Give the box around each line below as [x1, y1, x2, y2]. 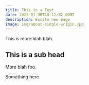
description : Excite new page [5, 17, 70, 22]
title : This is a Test [5, 7, 54, 13]
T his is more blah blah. [5, 36, 54, 42]
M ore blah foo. [5, 64, 37, 70]
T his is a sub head [5, 50, 65, 59]
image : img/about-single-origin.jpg [5, 21, 84, 27]
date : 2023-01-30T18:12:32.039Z [5, 12, 75, 17]
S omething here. [5, 74, 41, 80]
